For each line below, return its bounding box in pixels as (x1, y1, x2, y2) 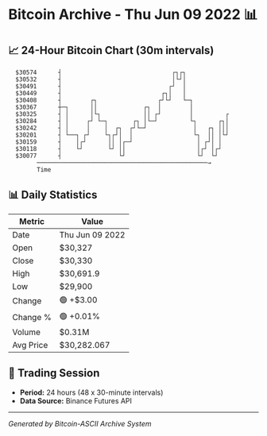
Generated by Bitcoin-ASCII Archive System (8, 419, 152, 428)
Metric (19, 215, 45, 226)
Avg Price (12, 339, 48, 350)
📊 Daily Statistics (8, 188, 98, 202)
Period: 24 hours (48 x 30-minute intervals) (19, 388, 164, 397)
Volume (12, 326, 41, 338)
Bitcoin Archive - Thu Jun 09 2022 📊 (8, 6, 258, 24)
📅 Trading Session (8, 366, 100, 380)
